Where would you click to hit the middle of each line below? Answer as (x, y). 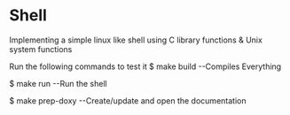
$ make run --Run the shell (59, 83)
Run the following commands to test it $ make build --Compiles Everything (145, 66)
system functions (41, 49)
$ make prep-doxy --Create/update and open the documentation (128, 100)
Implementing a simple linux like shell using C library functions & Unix (136, 40)
